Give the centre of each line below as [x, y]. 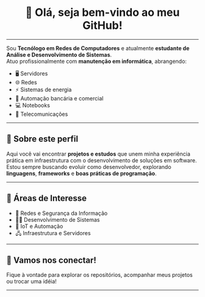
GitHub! [103, 25]
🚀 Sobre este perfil [42, 139]
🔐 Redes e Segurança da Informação [61, 213]
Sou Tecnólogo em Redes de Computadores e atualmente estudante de [98, 48]
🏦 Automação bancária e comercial [59, 98]
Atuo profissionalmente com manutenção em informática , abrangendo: [97, 61]
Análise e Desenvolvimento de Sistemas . [59, 55]
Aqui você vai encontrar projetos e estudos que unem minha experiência [99, 154]
